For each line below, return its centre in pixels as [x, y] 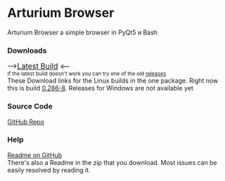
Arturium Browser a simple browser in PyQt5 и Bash [83, 32]
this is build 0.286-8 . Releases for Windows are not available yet [100, 88]
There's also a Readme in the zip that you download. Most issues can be [112, 162]
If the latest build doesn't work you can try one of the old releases [87, 74]
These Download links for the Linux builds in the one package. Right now [113, 81]
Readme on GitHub [35, 155]
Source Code [30, 107]
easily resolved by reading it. [49, 170]
